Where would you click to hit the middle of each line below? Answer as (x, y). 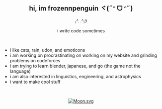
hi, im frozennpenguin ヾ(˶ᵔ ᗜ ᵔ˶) (81, 8)
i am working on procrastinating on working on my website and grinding (83, 55)
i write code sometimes (81, 30)
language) (20, 71)
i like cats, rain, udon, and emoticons (47, 50)
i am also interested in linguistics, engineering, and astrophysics (75, 76)
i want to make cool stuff (35, 82)
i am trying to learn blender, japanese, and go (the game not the (75, 66)
